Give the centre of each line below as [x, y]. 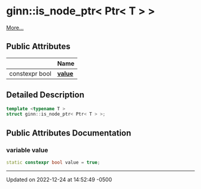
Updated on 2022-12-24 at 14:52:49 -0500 [59, 179]
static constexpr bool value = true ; [53, 163]
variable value [27, 150]
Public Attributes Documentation [69, 133]
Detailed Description [45, 95]
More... [15, 28]
